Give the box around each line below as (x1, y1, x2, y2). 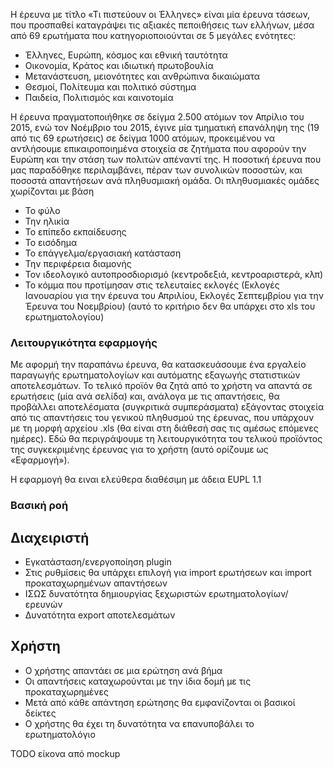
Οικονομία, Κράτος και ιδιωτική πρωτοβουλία (24, 60, 214, 71)
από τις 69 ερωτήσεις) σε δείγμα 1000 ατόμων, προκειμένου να (10, 132, 275, 144)
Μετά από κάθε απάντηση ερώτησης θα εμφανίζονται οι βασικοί (24, 696, 296, 708)
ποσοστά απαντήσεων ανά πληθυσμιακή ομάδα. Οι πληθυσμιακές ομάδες (10, 175, 320, 186)
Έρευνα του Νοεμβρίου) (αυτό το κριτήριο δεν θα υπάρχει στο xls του (24, 300, 316, 312)
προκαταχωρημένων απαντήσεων (24, 577, 168, 589)
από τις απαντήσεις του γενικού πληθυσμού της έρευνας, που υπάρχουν (10, 412, 315, 424)
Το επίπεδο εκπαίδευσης (24, 226, 127, 238)
